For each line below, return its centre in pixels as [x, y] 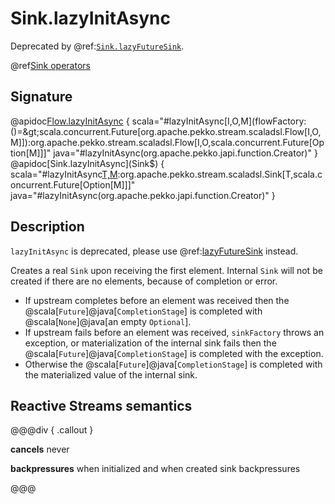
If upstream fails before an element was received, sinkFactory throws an [174, 332]
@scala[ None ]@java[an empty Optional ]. [108, 321]
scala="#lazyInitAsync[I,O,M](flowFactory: [219, 121]
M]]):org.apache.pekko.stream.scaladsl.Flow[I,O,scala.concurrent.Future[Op [167, 142]
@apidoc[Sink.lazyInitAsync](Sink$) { [87, 163]
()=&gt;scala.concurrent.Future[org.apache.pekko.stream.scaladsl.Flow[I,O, [166, 131]
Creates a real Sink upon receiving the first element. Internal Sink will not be [166, 270]
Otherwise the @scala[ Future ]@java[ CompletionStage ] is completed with [173, 364]
